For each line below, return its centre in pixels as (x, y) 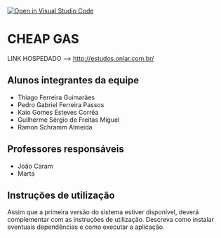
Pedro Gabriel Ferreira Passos (61, 104)
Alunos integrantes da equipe (73, 80)
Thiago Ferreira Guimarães (56, 97)
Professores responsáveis (66, 149)
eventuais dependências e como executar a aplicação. (86, 227)
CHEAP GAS (43, 39)
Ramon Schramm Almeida (55, 127)
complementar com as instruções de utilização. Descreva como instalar (110, 220)
